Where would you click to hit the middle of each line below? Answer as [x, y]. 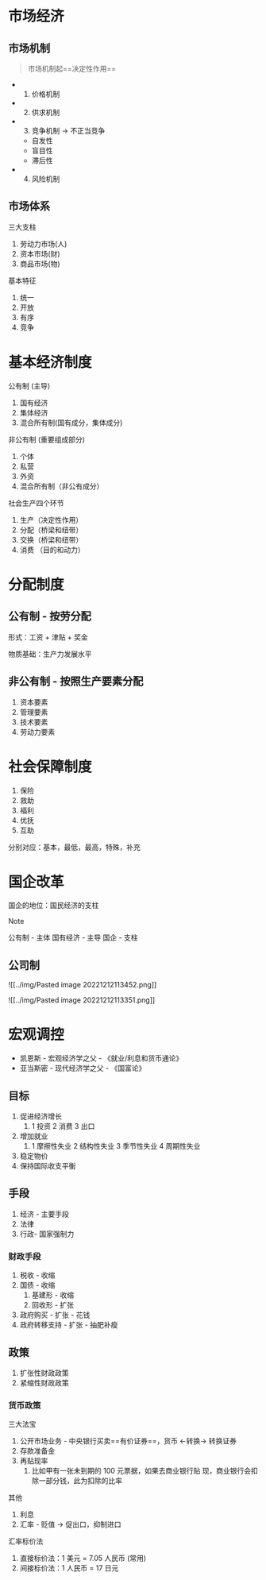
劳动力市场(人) [43, 244]
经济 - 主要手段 [44, 1214]
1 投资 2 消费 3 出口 [63, 1126]
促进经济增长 [40, 1116]
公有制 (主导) [29, 385]
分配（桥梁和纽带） [51, 530]
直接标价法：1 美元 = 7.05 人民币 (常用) [83, 1559]
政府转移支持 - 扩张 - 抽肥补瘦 [69, 1325]
